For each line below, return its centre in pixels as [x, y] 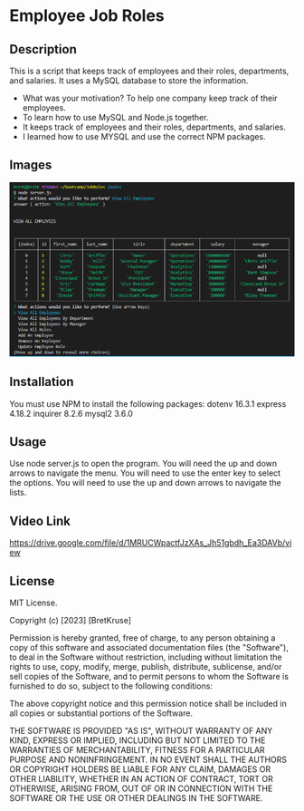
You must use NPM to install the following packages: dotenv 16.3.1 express [148, 403]
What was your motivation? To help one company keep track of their [150, 98]
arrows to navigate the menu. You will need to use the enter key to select [145, 473]
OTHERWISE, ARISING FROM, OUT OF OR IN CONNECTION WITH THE [141, 788]
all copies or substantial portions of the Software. [101, 713]
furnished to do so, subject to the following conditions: [111, 686]
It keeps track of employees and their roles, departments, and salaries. [154, 127]
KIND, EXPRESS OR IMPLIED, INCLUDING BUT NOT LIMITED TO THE [138, 740]
